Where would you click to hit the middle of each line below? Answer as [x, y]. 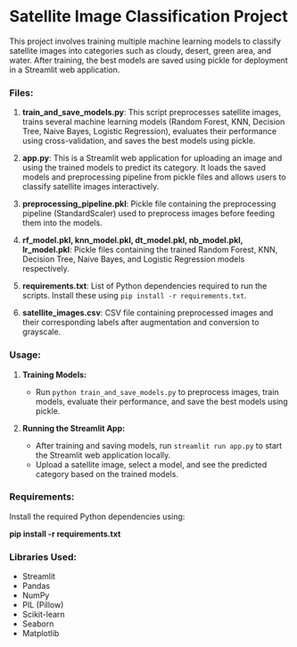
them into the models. [62, 223]
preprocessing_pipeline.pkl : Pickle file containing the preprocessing [149, 204]
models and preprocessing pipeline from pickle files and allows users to [154, 177]
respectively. [45, 269]
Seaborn [38, 624]
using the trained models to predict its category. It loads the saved [144, 168]
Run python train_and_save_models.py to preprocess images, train [157, 391]
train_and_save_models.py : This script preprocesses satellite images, [152, 113]
